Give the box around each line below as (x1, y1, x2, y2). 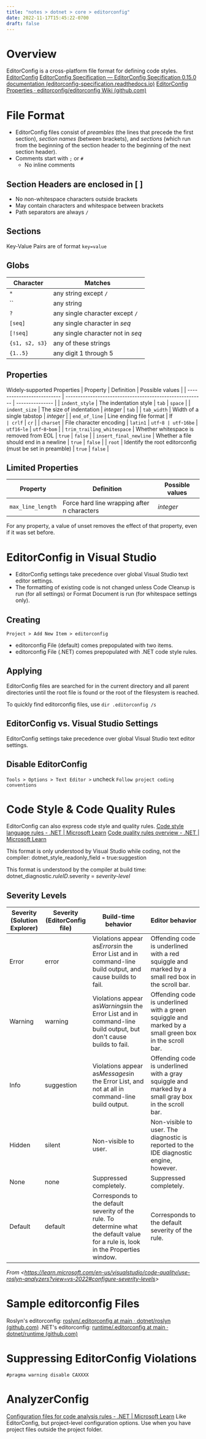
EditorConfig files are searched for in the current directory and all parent (6, 682, 189, 689)
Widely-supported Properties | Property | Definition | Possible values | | (6, 386, 186, 393)
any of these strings (53, 339, 111, 347)
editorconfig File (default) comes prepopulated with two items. (15, 641, 174, 649)
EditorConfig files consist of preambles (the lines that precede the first (15, 128, 194, 136)
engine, (150, 1156, 172, 1165)
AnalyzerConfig (6, 1392, 89, 1406)
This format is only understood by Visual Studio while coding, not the (6, 847, 181, 855)
